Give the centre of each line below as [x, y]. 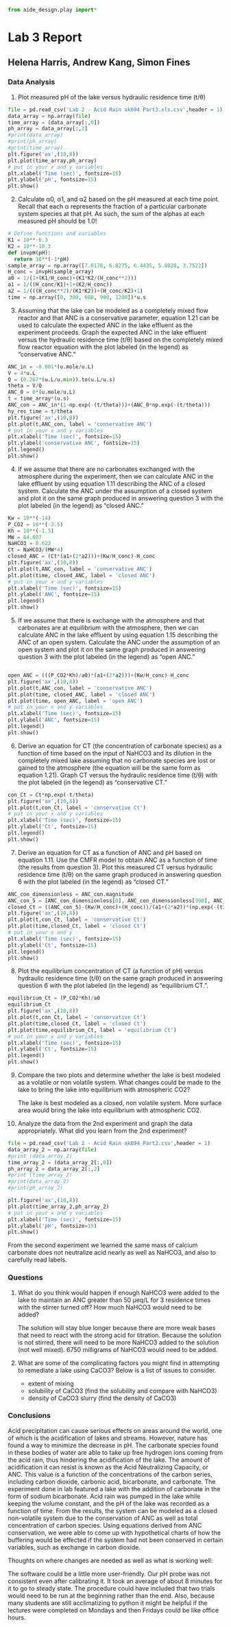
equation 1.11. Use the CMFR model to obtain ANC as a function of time [118, 860]
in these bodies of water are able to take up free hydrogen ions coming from [115, 1452]
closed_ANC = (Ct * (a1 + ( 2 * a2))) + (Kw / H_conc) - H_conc [82, 556]
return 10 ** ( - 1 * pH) [42, 259]
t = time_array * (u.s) [39, 399]
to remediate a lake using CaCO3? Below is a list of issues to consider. [117, 1370]
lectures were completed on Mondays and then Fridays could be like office [113, 1610]
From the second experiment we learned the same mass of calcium [103, 1245]
